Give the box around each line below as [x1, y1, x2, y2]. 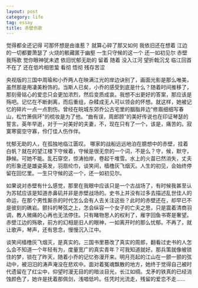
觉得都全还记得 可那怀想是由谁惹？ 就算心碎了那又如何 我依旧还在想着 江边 [6, 42, 187, 49]
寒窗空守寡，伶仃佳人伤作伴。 [11, 128, 84, 135]
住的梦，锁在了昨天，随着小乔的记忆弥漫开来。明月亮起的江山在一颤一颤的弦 [6, 253, 192, 260]
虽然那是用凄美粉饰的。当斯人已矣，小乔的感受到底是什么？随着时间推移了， [6, 83, 192, 91]
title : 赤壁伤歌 [6, 25, 42, 31]
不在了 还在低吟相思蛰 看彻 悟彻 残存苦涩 [6, 64, 105, 71]
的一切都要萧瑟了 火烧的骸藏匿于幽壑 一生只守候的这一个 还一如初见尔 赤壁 [6, 49, 187, 56]
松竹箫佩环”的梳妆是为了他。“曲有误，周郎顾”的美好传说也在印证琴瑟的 [16, 113, 189, 120]
